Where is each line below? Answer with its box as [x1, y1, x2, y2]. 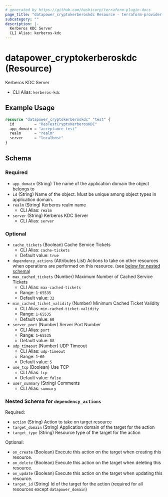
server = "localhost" [9, 136, 64, 141]
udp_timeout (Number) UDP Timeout [12, 343, 87, 349]
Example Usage [5, 104, 55, 112]
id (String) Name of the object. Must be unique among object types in [12, 191, 156, 197]
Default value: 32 [19, 295, 54, 301]
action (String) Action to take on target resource [12, 419, 112, 425]
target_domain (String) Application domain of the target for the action [12, 424, 155, 430]
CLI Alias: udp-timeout [19, 348, 65, 354]
